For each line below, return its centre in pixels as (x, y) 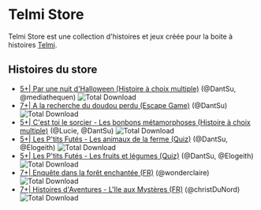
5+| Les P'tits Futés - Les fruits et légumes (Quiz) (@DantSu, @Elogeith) (136, 156)
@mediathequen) (48, 97)
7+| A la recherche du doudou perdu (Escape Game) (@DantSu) (123, 105)
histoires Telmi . (33, 44)
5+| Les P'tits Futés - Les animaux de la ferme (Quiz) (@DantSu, (124, 139)
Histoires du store (53, 70)
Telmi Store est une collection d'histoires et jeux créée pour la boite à (121, 36)
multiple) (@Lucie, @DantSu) (67, 130)
